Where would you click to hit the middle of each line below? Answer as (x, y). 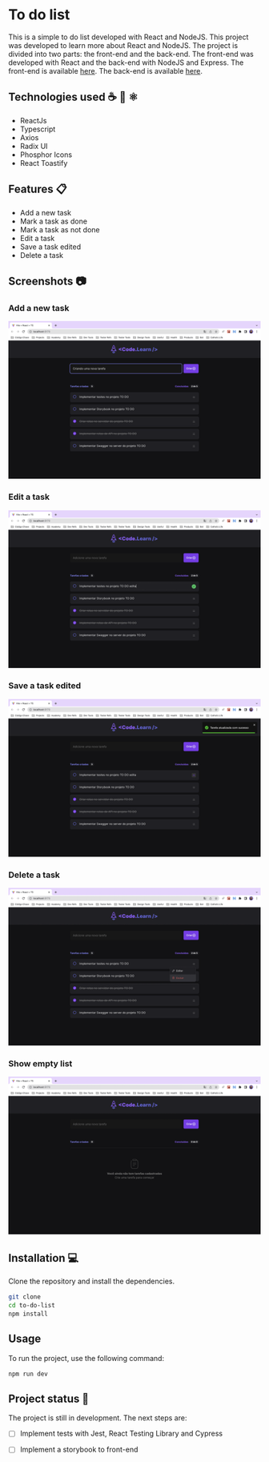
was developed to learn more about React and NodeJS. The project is (123, 45)
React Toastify (44, 163)
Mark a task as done (54, 221)
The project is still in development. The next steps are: (98, 1418)
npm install (28, 1314)
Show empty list (40, 1064)
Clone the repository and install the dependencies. (92, 1281)
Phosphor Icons (46, 155)
